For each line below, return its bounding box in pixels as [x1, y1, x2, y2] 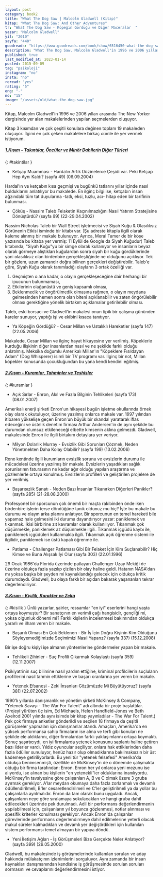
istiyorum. [5, 136, 25, 142]
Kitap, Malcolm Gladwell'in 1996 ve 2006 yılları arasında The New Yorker [5, 111, 150, 117]
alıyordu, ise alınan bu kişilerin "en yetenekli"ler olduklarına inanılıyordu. [5, 770, 148, 776]
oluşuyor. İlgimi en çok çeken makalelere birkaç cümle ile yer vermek [5, 131, 143, 137]
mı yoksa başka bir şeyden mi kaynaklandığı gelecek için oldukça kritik [5, 571, 147, 577]
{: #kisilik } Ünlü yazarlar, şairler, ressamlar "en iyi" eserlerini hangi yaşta [5, 605, 150, 611]
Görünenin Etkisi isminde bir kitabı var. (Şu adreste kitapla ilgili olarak [5, 228, 143, 234]
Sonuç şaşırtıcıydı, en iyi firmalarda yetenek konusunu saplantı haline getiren [5, 739, 158, 745]
